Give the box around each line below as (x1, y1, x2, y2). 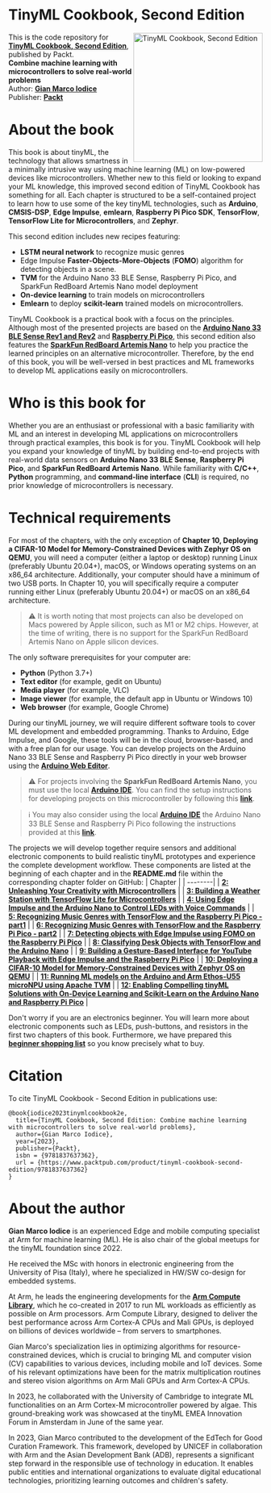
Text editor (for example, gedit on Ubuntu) (19, 676, 162, 686)
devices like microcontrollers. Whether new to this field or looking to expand (8, 173, 262, 182)
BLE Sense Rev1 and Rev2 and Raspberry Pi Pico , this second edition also (8, 331, 256, 340)
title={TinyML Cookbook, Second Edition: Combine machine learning (15, 1116, 248, 1124)
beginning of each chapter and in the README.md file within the (8, 869, 223, 878)
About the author (8, 1199, 126, 1217)
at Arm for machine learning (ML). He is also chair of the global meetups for (8, 1234, 260, 1244)
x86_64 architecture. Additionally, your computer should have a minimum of (8, 569, 260, 579)
